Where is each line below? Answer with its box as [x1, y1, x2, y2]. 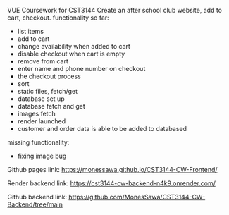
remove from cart [17, 57, 68, 66]
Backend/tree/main [7, 200, 63, 209]
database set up [17, 94, 65, 103]
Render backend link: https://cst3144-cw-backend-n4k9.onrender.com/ [7, 179, 216, 188]
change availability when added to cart [17, 42, 130, 50]
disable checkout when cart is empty [17, 49, 125, 58]
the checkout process [17, 72, 81, 80]
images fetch [17, 109, 56, 118]
